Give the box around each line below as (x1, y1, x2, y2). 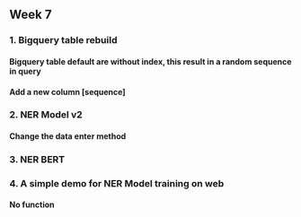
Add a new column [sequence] (9, 86, 126, 97)
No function (9, 199, 56, 210)
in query (9, 65, 42, 76)
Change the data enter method (9, 131, 127, 142)
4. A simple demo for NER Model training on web (9, 177, 225, 189)
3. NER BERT (9, 152, 66, 165)
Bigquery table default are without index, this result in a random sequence (9, 56, 292, 66)
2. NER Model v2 (9, 108, 83, 121)
